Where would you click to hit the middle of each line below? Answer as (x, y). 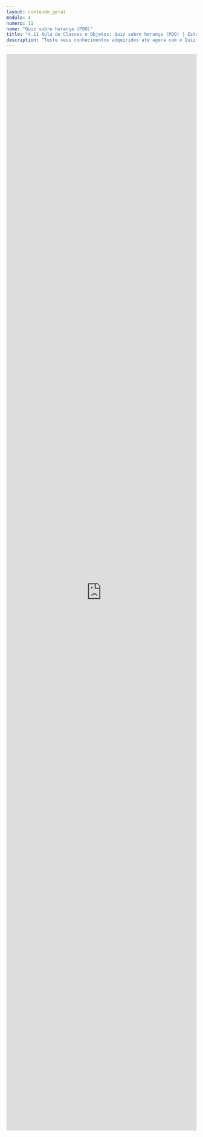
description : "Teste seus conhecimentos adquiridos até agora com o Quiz (101, 40)
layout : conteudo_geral (36, 12)
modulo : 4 (19, 18)
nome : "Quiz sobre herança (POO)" (50, 29)
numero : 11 (20, 23)
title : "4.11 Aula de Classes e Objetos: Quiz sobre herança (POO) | (96, 35)
